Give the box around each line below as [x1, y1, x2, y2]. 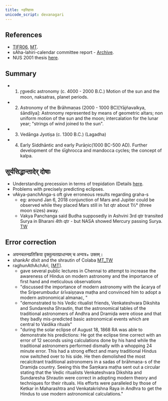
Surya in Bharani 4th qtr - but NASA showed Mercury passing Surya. [20, 218, 162, 224]
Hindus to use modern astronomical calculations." [20, 390, 123, 396]
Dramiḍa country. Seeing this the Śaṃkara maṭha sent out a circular [20, 364, 160, 370]
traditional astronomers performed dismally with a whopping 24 [20, 343, 152, 349]
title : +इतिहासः [5, 7, 34, 13]
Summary [5, 69, 37, 78]
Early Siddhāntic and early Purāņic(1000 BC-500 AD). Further [20, 142, 147, 148]
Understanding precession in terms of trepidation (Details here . [12, 181, 144, 187]
